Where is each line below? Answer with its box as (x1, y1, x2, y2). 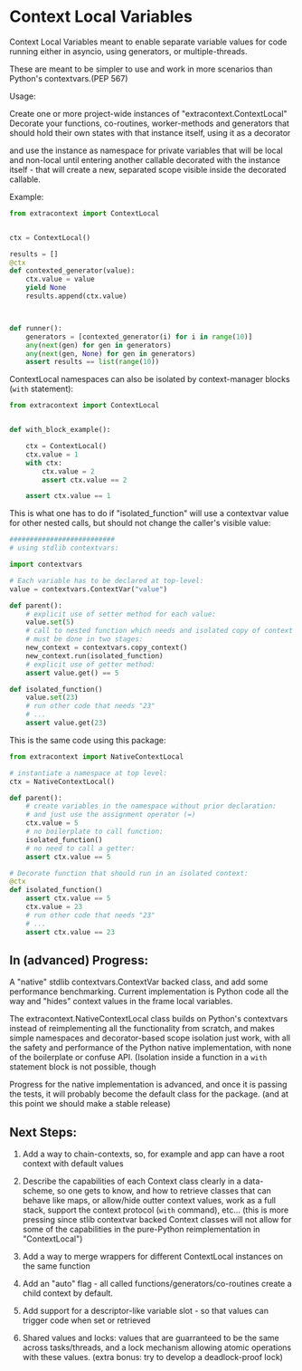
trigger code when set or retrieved (22, 1315, 151, 1326)
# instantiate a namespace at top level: (9, 768, 168, 778)
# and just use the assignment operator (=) (25, 810, 196, 820)
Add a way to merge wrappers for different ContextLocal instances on (22, 1251, 283, 1262)
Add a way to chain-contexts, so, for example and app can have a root (22, 1148, 285, 1160)
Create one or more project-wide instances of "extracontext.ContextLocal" (9, 108, 288, 119)
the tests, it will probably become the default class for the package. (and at (9, 1088, 289, 1099)
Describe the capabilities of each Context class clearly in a (22, 1175, 241, 1187)
